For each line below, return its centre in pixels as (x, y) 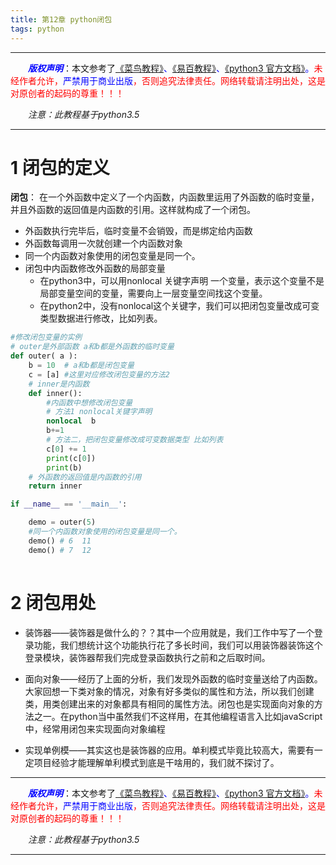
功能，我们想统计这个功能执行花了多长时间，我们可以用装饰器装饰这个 (178, 645)
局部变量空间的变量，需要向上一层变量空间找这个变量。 (153, 293)
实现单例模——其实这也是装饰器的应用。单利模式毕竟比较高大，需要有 (169, 750)
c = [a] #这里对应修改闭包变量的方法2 (99, 374)
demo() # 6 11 (60, 541)
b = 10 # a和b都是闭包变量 (81, 366)
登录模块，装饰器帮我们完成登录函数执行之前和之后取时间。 (147, 657)
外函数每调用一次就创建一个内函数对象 (103, 243)
